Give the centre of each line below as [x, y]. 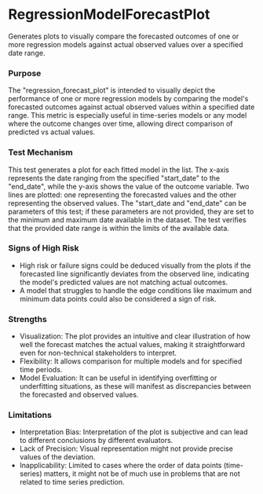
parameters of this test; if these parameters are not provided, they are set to [131, 211]
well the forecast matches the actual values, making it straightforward [132, 345]
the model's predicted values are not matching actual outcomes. [124, 282]
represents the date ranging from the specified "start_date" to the [114, 177]
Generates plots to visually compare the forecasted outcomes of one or [124, 36]
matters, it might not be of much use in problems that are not [142, 474]
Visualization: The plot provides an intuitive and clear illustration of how [135, 336]
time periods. [41, 370]
